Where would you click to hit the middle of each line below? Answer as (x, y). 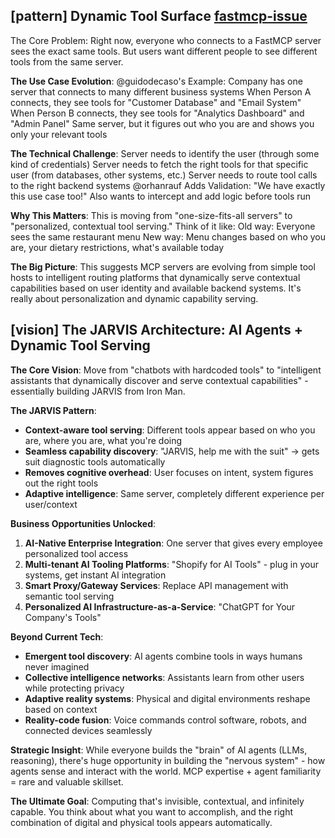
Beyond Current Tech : (57, 636)
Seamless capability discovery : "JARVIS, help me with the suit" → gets (172, 451)
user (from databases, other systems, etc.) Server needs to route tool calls (164, 175)
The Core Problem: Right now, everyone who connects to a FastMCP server (166, 40)
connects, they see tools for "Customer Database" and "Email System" (156, 102)
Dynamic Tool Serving (80, 345)
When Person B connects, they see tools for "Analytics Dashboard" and (157, 113)
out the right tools (61, 483)
